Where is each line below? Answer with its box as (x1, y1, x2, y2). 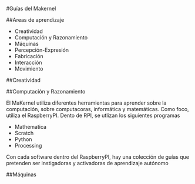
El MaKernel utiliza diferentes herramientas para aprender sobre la (6, 99, 167, 106)
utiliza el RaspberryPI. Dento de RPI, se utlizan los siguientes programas (6, 112, 180, 119)
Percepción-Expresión (14, 46, 69, 53)
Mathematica (14, 123, 47, 130)
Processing (14, 142, 42, 149)
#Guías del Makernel (6, 5, 56, 12)
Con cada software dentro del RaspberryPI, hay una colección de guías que (6, 153, 190, 160)
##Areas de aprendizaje (6, 16, 65, 23)
